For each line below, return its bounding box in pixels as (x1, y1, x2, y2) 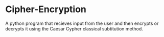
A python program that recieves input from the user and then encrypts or (5, 20, 159, 26)
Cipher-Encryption (5, 4, 87, 15)
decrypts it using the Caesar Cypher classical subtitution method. (5, 25, 143, 31)
